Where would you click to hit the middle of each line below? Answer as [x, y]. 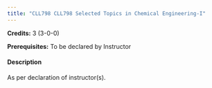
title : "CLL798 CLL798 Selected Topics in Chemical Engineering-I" [107, 13]
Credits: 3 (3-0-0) [34, 33]
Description [25, 62]
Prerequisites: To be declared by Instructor [69, 46]
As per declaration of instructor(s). [56, 77]
